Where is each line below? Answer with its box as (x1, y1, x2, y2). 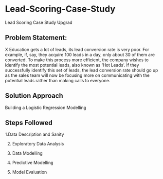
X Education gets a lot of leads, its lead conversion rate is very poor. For (5, 46, 149, 52)
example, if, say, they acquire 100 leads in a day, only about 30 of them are (5, 52, 155, 57)
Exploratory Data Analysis (12, 141, 64, 147)
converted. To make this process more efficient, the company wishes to (5, 57, 149, 63)
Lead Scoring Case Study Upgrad (5, 19, 72, 25)
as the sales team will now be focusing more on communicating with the (5, 72, 150, 78)
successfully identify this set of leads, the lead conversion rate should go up (5, 67, 158, 73)
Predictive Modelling (12, 160, 54, 166)
